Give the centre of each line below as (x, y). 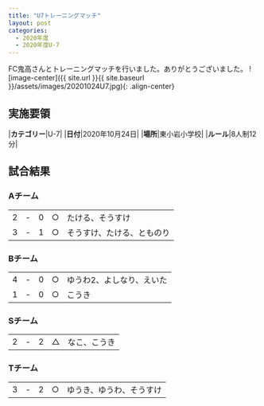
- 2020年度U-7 (37, 45)
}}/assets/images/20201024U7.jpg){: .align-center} (91, 86)
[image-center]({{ (37, 78)
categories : (28, 30)
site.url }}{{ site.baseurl (106, 78)
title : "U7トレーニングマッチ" (54, 16)
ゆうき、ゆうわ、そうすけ (114, 389)
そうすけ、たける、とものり (118, 232)
